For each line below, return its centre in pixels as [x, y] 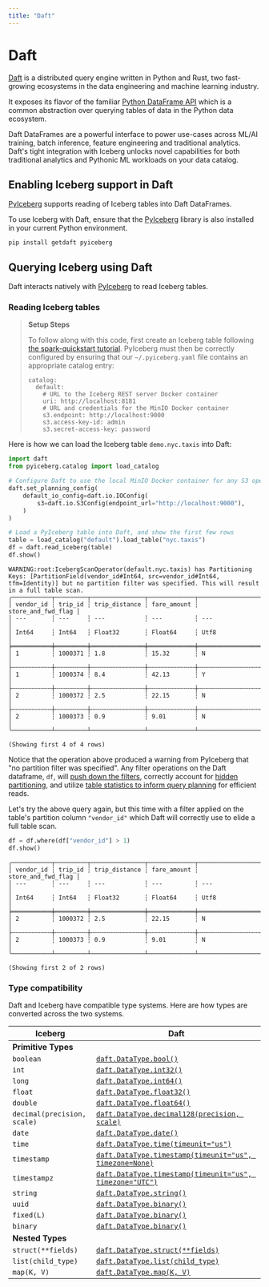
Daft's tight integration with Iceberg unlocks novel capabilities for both [124, 151]
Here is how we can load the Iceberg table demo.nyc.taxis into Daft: [120, 444]
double [25, 1103]
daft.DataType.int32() [139, 1070]
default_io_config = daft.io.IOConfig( [86, 496]
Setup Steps [49, 324]
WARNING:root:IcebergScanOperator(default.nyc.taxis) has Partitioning [130, 569]
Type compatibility [46, 987]
